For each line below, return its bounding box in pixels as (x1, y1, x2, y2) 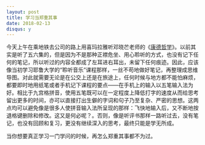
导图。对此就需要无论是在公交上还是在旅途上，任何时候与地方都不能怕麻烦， (6, 74, 199, 81)
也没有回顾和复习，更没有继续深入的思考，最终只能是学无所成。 (16, 119, 178, 127)
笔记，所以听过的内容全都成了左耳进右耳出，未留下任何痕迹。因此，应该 (16, 58, 199, 66)
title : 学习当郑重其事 (6, 15, 58, 21)
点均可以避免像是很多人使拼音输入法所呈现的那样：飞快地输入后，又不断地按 (6, 104, 199, 111)
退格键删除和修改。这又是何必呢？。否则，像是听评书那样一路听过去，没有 (6, 112, 193, 119)
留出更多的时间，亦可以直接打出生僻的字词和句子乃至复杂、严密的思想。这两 (6, 97, 199, 104)
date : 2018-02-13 (6, 20, 51, 26)
